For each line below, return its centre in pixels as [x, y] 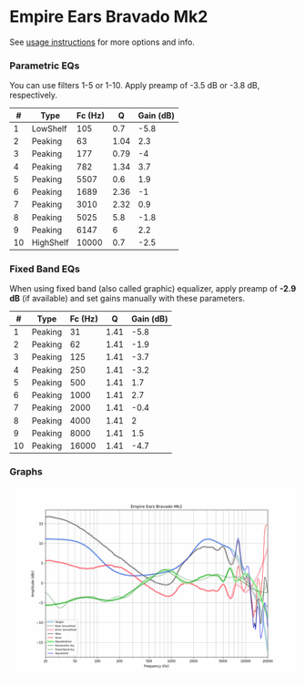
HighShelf [50, 242]
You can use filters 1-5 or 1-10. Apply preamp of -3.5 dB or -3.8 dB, [135, 86]
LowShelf [49, 128]
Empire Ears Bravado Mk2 [109, 17]
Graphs [26, 472]
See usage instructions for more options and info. [102, 42]
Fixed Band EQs [45, 269]
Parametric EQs [45, 66]
